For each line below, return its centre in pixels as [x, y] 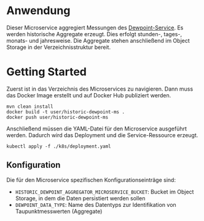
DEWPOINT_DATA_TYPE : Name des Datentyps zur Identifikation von [96, 204]
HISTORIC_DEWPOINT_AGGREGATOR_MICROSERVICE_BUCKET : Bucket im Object [104, 192]
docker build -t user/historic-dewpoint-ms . [65, 112]
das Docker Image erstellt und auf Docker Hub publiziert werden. [89, 95]
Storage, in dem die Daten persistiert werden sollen [80, 198]
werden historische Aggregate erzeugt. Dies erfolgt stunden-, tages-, [94, 34]
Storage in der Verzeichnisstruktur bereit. [59, 47]
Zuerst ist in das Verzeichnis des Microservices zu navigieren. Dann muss [100, 89]
